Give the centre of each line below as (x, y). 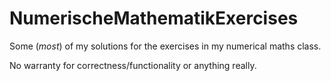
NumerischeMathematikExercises (154, 18)
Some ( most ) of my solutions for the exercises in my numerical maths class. (165, 46)
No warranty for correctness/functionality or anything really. (133, 65)
